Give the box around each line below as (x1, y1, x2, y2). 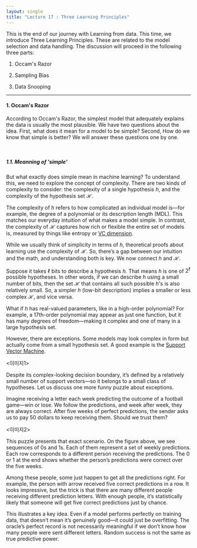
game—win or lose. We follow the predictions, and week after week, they (6, 401, 183, 408)
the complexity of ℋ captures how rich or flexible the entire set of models (6, 223, 185, 230)
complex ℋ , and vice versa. (6, 293, 74, 300)
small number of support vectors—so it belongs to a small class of (6, 378, 166, 385)
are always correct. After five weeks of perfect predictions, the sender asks (6, 408, 189, 415)
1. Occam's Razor (6, 102, 49, 109)
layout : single (6, 8, 43, 15)
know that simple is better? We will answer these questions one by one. (6, 133, 179, 141)
